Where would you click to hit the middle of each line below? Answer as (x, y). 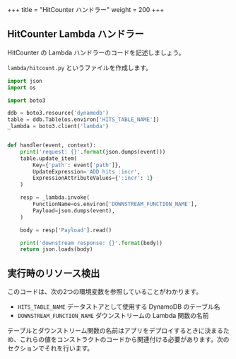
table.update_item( (49, 158)
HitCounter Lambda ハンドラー (76, 34)
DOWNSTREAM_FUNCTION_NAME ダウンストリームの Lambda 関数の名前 (113, 316)
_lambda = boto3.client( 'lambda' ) (58, 126)
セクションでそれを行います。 (51, 348)
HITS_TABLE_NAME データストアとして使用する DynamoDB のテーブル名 (119, 307)
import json (25, 81)
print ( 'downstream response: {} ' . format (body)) (91, 243)
